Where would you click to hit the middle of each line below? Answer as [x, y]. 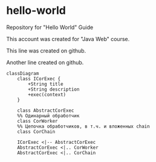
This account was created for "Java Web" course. [68, 39]
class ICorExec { [39, 79]
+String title [46, 84]
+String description [54, 89]
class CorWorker [38, 121]
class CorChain [36, 131]
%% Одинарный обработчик [48, 115]
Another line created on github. [45, 62]
